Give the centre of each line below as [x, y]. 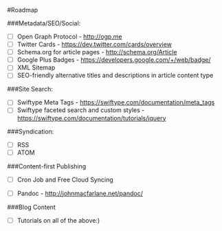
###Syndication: [31, 131]
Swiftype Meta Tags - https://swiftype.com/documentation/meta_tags [116, 102]
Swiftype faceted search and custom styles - [81, 110]
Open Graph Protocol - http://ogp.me [69, 36]
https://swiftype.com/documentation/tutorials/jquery [91, 118]
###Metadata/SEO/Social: [44, 23]
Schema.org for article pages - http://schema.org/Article [97, 52]
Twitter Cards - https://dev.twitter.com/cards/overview [94, 45]
